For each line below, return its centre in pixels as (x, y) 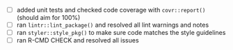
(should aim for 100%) (48, 18)
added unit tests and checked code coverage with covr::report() (111, 10)
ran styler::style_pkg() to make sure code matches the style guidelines (121, 33)
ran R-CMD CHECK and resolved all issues (78, 40)
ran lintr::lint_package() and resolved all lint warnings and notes (113, 25)
